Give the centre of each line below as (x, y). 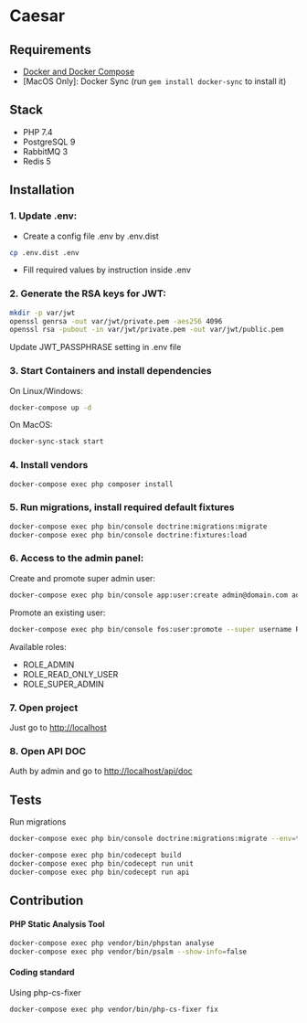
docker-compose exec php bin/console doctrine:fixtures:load (128, 535)
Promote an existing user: (58, 613)
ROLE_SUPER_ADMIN (64, 684)
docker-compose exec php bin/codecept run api (100, 872)
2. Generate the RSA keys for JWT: (88, 293)
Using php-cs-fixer (46, 993)
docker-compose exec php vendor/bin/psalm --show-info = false (128, 952)
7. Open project (44, 708)
